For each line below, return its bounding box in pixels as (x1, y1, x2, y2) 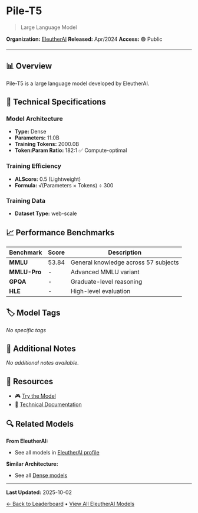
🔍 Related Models (6, 418, 74, 429)
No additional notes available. (6, 359, 80, 366)
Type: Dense (14, 128, 47, 135)
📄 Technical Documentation (14, 401, 82, 408)
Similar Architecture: (6, 460, 58, 467)
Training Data (6, 196, 46, 204)
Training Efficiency (6, 162, 62, 170)
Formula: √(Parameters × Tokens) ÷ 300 (14, 181, 114, 189)
